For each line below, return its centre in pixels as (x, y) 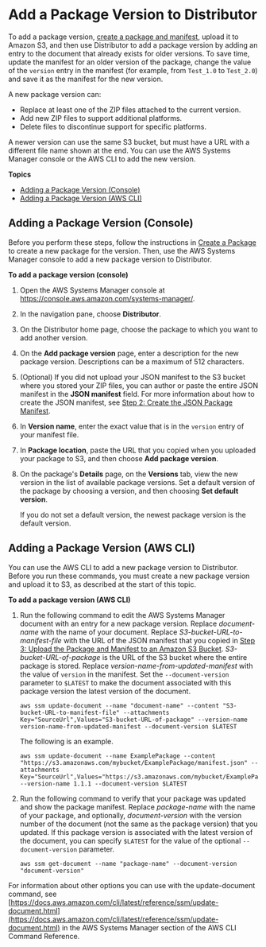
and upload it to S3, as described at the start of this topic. (102, 584)
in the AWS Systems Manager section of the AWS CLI (149, 927)
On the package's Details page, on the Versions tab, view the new (129, 474)
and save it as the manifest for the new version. (86, 79)
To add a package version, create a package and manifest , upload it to (123, 37)
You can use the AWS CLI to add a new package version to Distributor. (123, 567)
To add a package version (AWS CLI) (69, 600)
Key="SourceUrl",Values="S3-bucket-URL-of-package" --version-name (133, 720)
